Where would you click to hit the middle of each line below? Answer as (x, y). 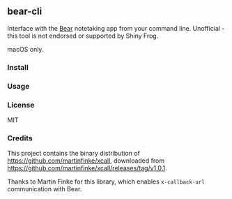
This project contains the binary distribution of (74, 154)
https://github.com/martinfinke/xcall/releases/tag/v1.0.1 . (87, 168)
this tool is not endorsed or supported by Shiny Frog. (83, 36)
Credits (20, 138)
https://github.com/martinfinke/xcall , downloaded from (86, 161)
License (21, 105)
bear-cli (25, 12)
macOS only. (25, 49)
